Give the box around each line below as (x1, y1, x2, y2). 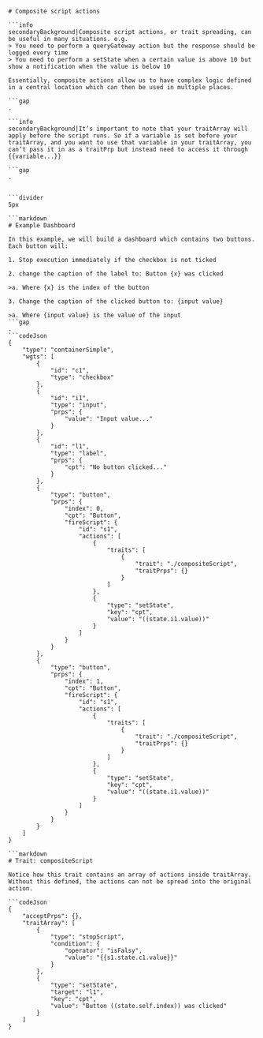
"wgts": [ (22, 353, 55, 361)
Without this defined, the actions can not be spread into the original (8, 878, 252, 886)
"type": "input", (50, 401, 108, 409)
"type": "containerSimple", (22, 346, 114, 354)
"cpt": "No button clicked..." (64, 463, 168, 471)
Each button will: (8, 242, 69, 250)
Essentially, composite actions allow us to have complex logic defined (8, 77, 252, 84)
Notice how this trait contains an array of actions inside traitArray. (8, 871, 252, 879)
